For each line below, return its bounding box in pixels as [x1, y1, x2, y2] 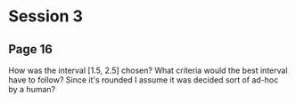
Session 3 [8, 6, 84, 27]
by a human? [8, 84, 56, 94]
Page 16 [8, 42, 53, 57]
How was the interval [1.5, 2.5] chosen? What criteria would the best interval [8, 65, 288, 75]
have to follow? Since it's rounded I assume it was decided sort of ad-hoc [8, 75, 279, 85]
